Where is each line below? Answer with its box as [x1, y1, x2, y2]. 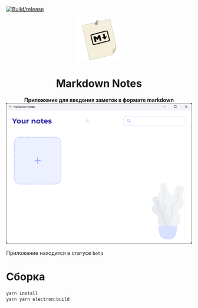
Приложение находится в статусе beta [6, 249, 104, 257]
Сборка [6, 270, 45, 284]
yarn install [6, 290, 38, 297]
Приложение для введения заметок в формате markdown [24, 96, 174, 103]
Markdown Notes [55, 77, 143, 90]
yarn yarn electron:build [6, 296, 70, 303]
